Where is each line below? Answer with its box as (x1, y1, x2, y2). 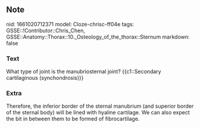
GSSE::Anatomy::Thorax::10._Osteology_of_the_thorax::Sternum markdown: (6, 33, 190, 40)
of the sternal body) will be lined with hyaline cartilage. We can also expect (6, 109, 190, 116)
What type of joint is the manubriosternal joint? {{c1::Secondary (6, 68, 162, 75)
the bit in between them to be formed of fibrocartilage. (6, 115, 140, 123)
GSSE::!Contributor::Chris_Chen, (6, 27, 85, 34)
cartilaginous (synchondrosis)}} (6, 74, 84, 82)
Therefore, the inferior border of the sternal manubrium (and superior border (6, 102, 194, 110)
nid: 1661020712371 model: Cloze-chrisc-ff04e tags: (6, 20, 135, 27)
